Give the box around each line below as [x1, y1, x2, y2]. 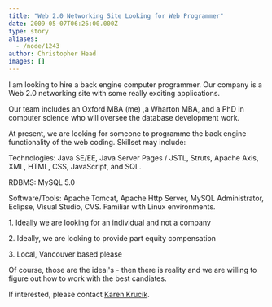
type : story [8, 27, 49, 35]
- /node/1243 [15, 42, 60, 50]
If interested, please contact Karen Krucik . [8, 289, 150, 299]
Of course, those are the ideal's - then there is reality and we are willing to [8, 265, 257, 274]
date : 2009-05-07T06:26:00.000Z [8, 20, 118, 28]
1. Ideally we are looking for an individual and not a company [8, 217, 212, 227]
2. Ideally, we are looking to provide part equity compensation [8, 233, 217, 243]
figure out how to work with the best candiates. [8, 274, 167, 283]
